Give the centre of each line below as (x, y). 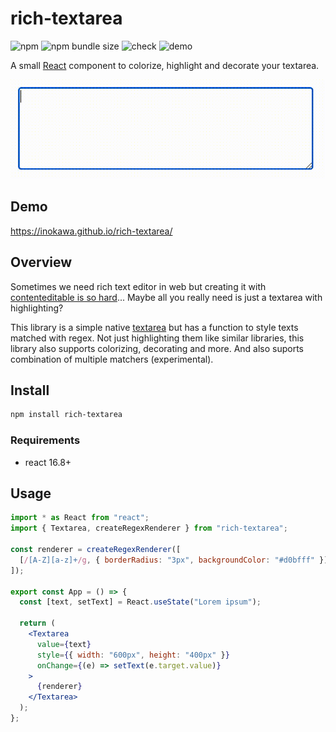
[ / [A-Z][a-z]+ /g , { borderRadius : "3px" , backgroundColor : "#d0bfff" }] (174, 560)
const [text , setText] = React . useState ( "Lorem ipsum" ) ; (140, 602)
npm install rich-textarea (66, 415)
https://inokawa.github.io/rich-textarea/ (91, 231)
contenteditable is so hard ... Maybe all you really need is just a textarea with (166, 297)
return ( (37, 623)
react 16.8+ (48, 462)
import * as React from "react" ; (80, 518)
